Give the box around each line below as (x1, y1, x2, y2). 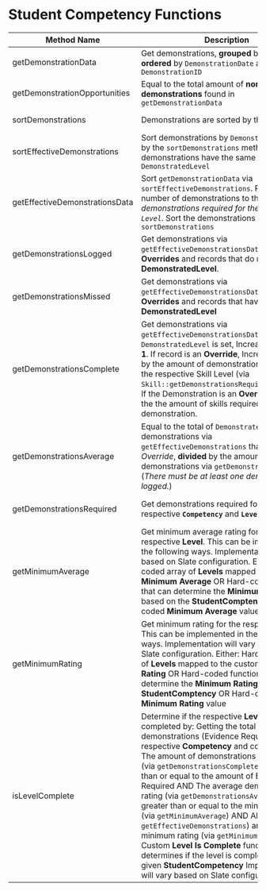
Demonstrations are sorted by (141, 114, 252, 125)
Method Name (45, 34, 101, 45)
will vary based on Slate (141, 870, 230, 881)
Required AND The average (141, 780, 243, 791)
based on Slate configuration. (141, 556, 251, 567)
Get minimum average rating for (141, 526, 260, 537)
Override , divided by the (141, 450, 232, 461)
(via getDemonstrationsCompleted (141, 760, 263, 771)
